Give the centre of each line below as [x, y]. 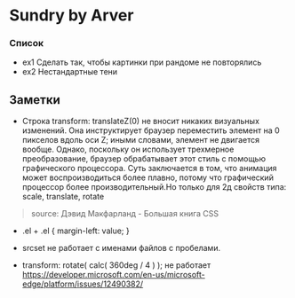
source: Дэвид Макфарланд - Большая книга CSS [125, 214]
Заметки [35, 100]
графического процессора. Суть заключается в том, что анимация [149, 169]
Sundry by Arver [72, 16]
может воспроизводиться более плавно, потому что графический [147, 177]
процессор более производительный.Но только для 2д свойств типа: [154, 187]
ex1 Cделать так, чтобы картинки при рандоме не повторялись [142, 62]
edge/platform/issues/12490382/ [83, 284]
